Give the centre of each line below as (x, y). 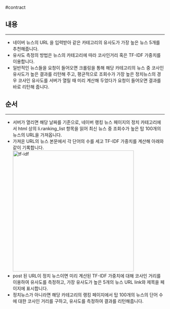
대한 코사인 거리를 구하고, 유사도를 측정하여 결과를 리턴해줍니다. (81, 301)
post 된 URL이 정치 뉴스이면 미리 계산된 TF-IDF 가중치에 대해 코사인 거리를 (87, 276)
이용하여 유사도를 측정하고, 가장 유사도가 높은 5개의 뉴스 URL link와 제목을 (86, 282)
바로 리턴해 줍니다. (31, 87)
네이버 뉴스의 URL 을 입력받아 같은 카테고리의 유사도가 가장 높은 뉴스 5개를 (86, 42)
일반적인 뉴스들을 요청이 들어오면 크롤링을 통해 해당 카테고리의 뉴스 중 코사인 (88, 67)
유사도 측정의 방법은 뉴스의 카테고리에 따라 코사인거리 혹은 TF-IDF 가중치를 (87, 55)
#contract (15, 7)
